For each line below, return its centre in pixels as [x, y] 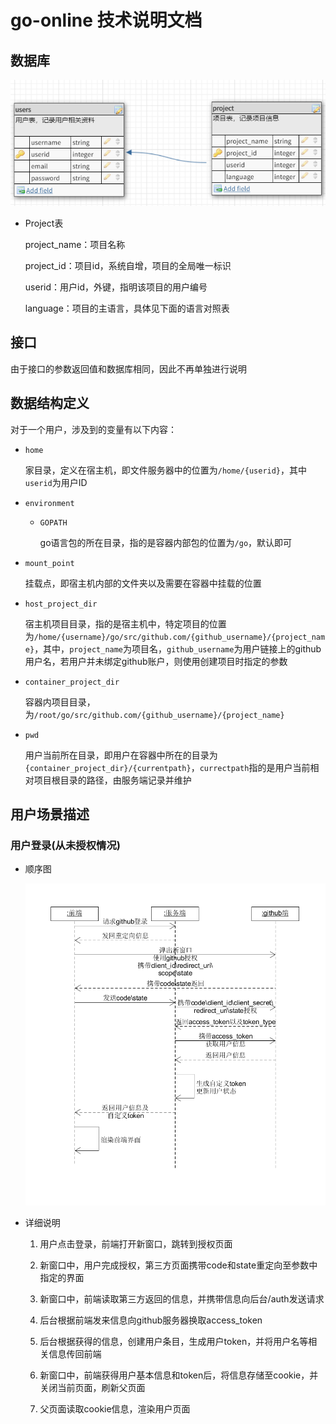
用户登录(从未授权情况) [65, 845]
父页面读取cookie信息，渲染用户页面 [115, 1409]
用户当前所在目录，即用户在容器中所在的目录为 [121, 755]
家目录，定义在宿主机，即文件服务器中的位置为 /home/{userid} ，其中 [166, 470]
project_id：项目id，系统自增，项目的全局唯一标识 [128, 266]
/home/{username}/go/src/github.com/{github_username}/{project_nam [179, 637]
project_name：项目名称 [75, 245]
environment [49, 503]
